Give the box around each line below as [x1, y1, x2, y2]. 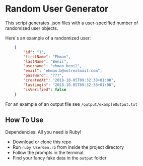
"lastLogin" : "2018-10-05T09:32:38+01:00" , [23, 82, 116, 88]
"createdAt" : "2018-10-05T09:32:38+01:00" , [23, 78, 116, 83]
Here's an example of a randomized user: [5, 35, 91, 41]
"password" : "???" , [23, 73, 64, 78]
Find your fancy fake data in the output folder [12, 155, 107, 161]
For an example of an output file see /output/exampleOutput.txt [5, 101, 137, 107]
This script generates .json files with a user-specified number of [5, 20, 138, 26]
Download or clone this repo [12, 139, 71, 145]
